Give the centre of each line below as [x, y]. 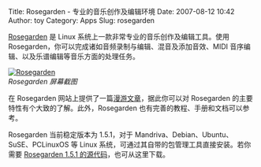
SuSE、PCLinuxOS [39, 145]
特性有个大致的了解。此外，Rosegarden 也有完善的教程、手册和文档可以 [125, 108]
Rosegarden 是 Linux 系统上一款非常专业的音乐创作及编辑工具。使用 [119, 37]
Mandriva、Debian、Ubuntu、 [184, 135]
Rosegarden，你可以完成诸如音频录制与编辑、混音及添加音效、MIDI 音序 [126, 46]
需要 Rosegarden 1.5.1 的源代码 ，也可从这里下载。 [89, 154]
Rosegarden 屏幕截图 [43, 82]
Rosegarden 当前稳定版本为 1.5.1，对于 [71, 135]
